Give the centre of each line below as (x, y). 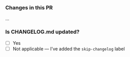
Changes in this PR (29, 8)
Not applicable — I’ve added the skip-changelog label (69, 49)
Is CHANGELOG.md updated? (43, 32)
